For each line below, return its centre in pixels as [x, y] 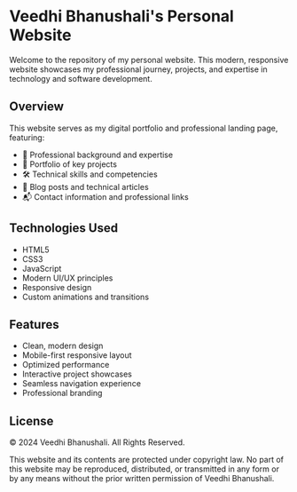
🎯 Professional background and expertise [98, 155]
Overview [37, 107]
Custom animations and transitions [85, 297]
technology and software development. [81, 78]
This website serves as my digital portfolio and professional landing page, [144, 128]
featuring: [27, 137]
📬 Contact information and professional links [105, 196]
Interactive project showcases [77, 374]
